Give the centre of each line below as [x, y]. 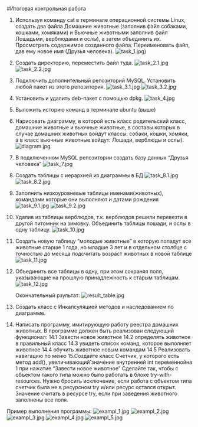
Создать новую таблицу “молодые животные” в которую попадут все [103, 241]
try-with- [161, 375]
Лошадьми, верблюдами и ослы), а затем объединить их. [88, 39]
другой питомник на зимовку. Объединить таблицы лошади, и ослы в [103, 223]
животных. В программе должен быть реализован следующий [95, 331]
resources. [28, 381]
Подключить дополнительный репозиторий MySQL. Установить [95, 80]
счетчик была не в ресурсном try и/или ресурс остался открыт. [95, 387]
